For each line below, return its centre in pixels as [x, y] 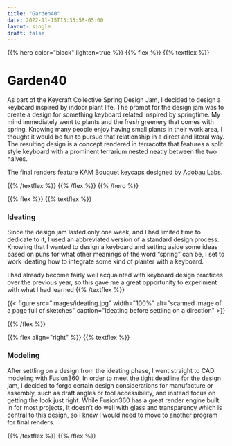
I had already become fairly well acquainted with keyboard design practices [115, 275]
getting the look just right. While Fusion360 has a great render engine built [113, 400]
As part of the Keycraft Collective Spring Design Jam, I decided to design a [114, 100]
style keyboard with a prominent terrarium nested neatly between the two [112, 152]
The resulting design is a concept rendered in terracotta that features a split [115, 144]
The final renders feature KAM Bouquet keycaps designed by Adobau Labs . [115, 172]
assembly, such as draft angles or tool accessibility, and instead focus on [111, 393]
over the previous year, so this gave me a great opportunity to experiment [112, 282]
